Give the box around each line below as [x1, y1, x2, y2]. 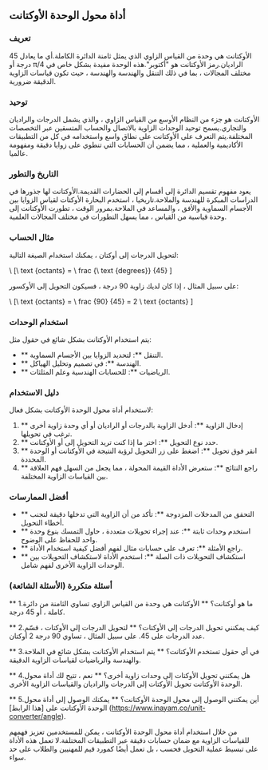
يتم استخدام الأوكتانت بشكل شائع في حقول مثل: [9, 334, 152, 344]
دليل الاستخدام [9, 387, 59, 398]
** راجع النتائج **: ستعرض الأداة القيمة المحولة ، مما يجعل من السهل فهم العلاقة [20, 463, 258, 473]
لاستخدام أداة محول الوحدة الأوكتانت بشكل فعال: [9, 405, 154, 415]
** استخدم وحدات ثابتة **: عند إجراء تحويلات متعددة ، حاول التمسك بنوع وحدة [20, 526, 251, 536]
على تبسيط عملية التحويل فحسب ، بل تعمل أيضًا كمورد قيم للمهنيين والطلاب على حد [9, 744, 258, 753]
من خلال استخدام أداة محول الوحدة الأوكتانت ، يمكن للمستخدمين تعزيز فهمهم [9, 727, 238, 736]
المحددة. [20, 454, 47, 464]
